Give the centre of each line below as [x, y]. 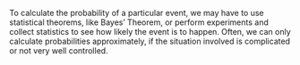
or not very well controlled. [59, 51]
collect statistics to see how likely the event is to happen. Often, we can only [150, 32]
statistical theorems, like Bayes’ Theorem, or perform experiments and [139, 22]
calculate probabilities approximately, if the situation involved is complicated [150, 41]
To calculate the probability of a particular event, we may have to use [137, 13]
